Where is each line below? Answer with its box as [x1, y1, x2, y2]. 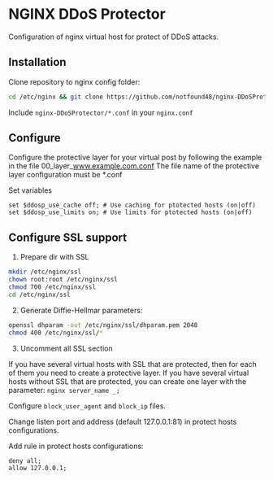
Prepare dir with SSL [19, 252, 89, 262]
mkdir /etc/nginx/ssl [8, 268, 82, 277]
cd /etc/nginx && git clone [8, 93, 104, 101]
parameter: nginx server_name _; [8, 385, 120, 395]
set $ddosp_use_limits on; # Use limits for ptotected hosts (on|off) [8, 208, 253, 216]
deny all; [8, 456, 42, 465]
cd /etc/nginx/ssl [8, 290, 71, 299]
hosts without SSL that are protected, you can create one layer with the [8, 376, 247, 386]
